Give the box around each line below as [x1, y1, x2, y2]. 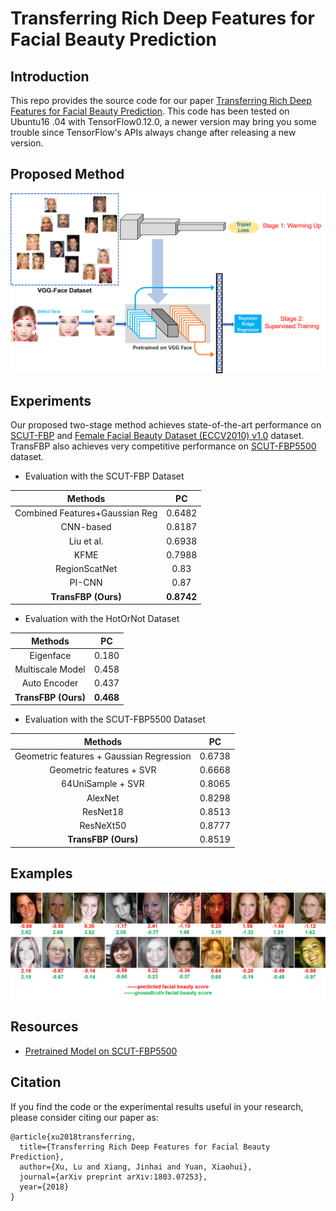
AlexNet [86, 792, 120, 804]
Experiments [10, 392, 92, 409]
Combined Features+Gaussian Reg [14, 507, 158, 519]
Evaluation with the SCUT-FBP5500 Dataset [24, 713, 206, 726]
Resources [10, 1018, 79, 1036]
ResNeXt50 [79, 820, 127, 832]
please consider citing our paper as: [10, 1111, 159, 1123]
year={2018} [19, 1182, 70, 1192]
